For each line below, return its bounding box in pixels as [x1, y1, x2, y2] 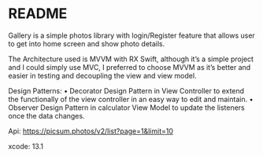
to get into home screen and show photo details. [8, 38, 165, 48]
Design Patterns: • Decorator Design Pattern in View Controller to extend [8, 86, 245, 95]
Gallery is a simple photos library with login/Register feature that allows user [8, 31, 256, 40]
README [8, 5, 68, 23]
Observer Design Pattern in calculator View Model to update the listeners [8, 103, 246, 112]
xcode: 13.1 [8, 141, 43, 151]
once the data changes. [8, 111, 85, 120]
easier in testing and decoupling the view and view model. [8, 71, 197, 80]
